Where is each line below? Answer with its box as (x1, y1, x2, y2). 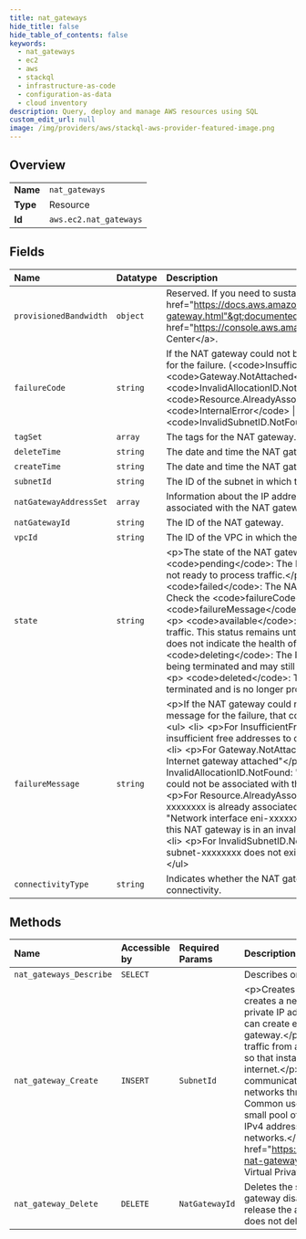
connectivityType (14, 878, 89, 889)
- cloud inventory (17, 98, 88, 108)
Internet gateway (166, 754, 239, 767)
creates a (244, 994, 284, 1007)
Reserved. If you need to (166, 287, 271, 299)
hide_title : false (9, 22, 79, 31)
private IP (244, 1006, 285, 1019)
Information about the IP (166, 489, 270, 502)
